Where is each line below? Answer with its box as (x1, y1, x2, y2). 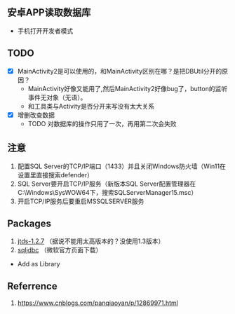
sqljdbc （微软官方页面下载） (17, 246, 102, 254)
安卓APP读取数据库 (7, 6, 91, 19)
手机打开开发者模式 (17, 27, 74, 35)
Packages (7, 217, 51, 229)
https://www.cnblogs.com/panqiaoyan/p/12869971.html (17, 299, 179, 307)
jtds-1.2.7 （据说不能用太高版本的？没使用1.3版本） (17, 237, 165, 245)
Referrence (7, 280, 58, 292)
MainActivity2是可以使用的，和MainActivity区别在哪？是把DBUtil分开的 (17, 67, 222, 75)
